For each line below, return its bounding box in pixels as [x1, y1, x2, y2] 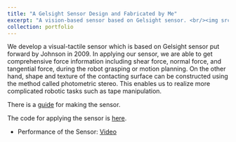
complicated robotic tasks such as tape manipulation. [7, 87, 162, 95]
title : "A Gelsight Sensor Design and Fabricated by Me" [7, 10, 178, 17]
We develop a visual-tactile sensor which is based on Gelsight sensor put [7, 43, 220, 51]
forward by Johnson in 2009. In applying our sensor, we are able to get [7, 50, 213, 58]
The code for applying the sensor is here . [7, 114, 127, 122]
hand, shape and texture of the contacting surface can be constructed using [7, 72, 228, 80]
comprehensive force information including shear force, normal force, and [7, 57, 222, 66]
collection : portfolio [7, 23, 74, 30]
